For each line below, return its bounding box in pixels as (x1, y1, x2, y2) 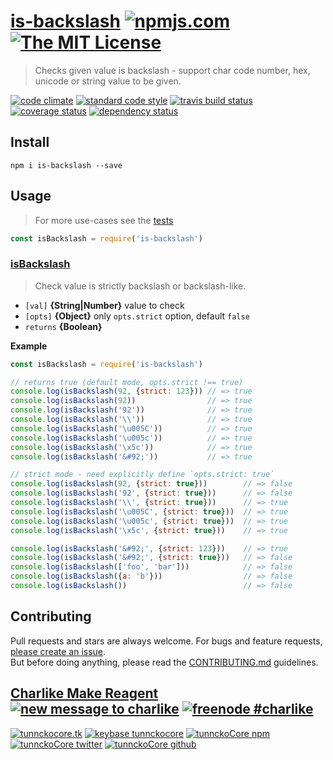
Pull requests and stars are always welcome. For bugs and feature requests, (10, 635, 323, 647)
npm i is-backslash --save (10, 160, 123, 170)
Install (10, 134, 50, 151)
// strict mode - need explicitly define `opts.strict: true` (10, 470, 275, 480)
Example (10, 340, 48, 352)
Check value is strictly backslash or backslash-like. (34, 280, 247, 292)
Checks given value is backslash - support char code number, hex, (34, 64, 311, 76)
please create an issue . (10, 645, 107, 657)
